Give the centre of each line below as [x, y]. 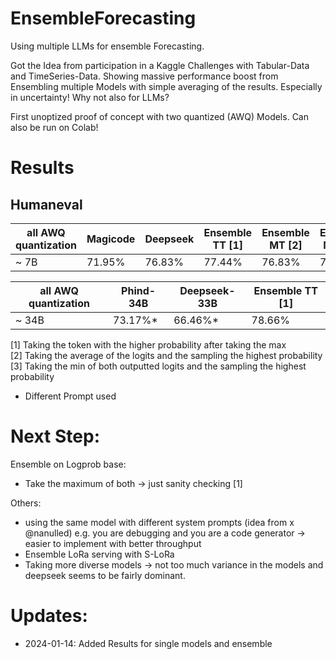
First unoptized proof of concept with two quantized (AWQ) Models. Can [159, 116]
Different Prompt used [70, 396]
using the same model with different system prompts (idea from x [159, 522]
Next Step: [55, 436]
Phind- [139, 290]
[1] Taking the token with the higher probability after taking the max [148, 344]
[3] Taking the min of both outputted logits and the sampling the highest [158, 366]
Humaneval [46, 204]
